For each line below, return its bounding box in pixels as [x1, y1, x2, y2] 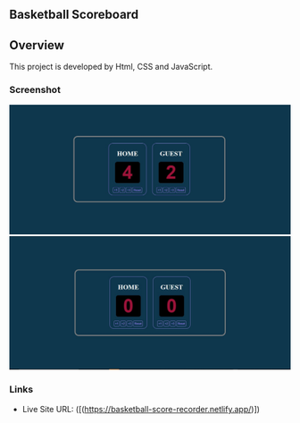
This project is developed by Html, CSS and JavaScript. [9, 62, 213, 72]
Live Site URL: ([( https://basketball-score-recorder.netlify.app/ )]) [21, 403, 261, 414]
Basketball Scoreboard [9, 7, 139, 22]
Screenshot [9, 84, 61, 97]
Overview [9, 38, 65, 53]
